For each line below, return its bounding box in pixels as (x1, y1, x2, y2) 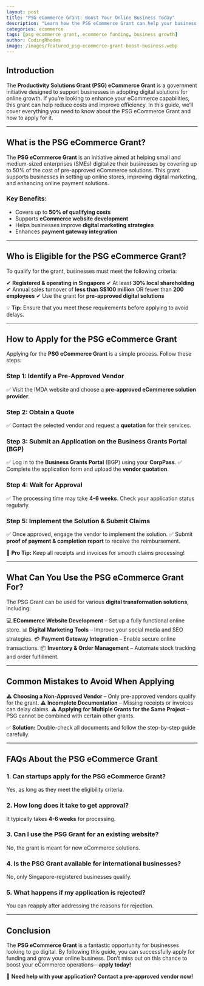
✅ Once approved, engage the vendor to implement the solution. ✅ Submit (6, 530, 193, 538)
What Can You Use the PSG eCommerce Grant (6, 572, 184, 583)
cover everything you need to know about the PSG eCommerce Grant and (6, 107, 191, 114)
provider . (6, 392, 30, 400)
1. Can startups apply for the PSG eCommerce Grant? (6, 772, 166, 780)
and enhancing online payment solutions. (6, 179, 109, 186)
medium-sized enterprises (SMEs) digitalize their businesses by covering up (6, 160, 197, 167)
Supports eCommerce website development (15, 214, 129, 222)
